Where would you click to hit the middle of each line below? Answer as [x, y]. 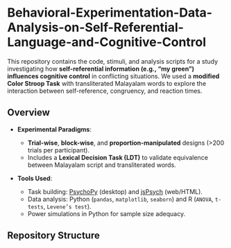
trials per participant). [59, 150]
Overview [29, 113]
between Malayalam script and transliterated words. [102, 165]
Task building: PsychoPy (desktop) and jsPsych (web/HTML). [115, 191]
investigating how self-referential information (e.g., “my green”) [101, 69]
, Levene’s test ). [67, 206]
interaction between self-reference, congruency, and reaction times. [105, 91]
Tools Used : [35, 178]
